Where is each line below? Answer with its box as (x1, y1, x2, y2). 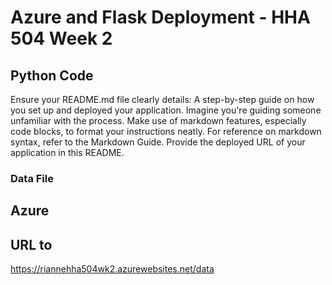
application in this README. (10, 147, 125, 158)
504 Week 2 (10, 27, 113, 50)
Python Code (10, 67, 94, 84)
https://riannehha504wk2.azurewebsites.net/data (10, 263, 215, 275)
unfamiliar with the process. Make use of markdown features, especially (10, 115, 307, 126)
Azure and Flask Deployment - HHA (10, 6, 311, 29)
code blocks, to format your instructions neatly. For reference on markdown (10, 126, 322, 137)
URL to (10, 236, 53, 253)
